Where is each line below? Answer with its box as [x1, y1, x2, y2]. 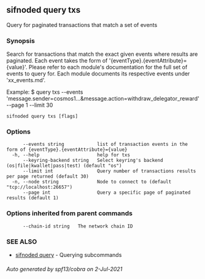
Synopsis [6, 36, 35, 45]
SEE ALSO [6, 237, 37, 246]
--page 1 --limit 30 [6, 101, 53, 109]
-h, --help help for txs [12, 152, 131, 158]
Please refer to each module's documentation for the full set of [28, 64, 188, 71]
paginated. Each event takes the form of [6, 57, 108, 64]
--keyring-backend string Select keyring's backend [22, 158, 164, 164]
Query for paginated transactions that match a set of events [6, 21, 158, 28]
